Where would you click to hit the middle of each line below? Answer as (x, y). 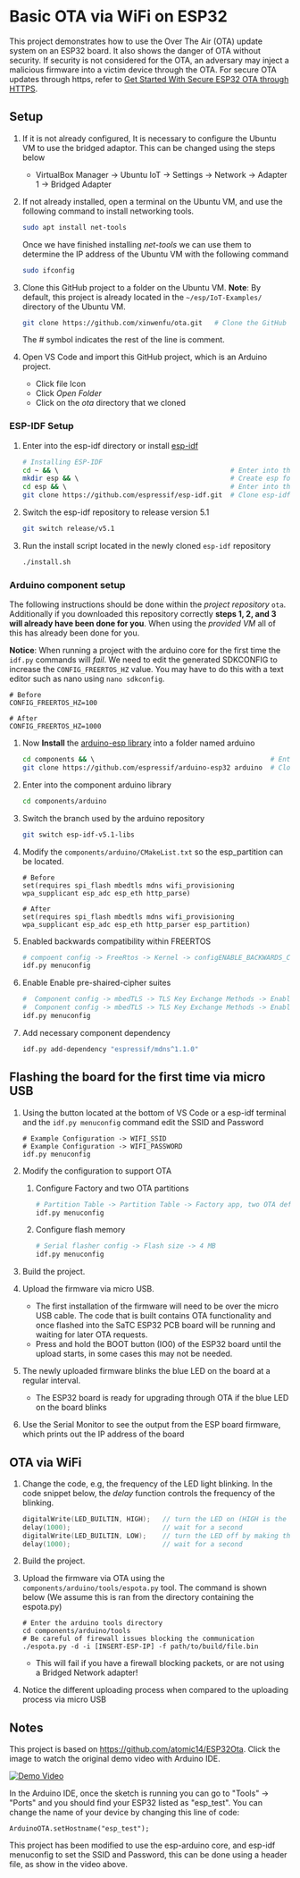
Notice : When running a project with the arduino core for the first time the (145, 651)
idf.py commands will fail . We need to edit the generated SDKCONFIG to (144, 660)
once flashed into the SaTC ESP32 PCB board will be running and (155, 1326)
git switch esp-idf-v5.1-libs (79, 834)
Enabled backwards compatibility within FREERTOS (117, 941)
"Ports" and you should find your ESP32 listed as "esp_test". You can (136, 1803)
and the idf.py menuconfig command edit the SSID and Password (143, 1122)
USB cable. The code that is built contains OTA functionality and (154, 1316)
